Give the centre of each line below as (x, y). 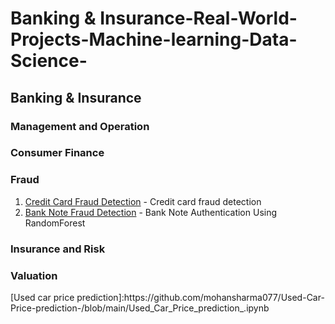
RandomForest (55, 223)
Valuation (34, 275)
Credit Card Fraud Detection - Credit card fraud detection (143, 201)
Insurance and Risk (58, 249)
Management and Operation (80, 126)
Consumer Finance (57, 153)
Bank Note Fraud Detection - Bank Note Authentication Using (151, 212)
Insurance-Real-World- (198, 18)
